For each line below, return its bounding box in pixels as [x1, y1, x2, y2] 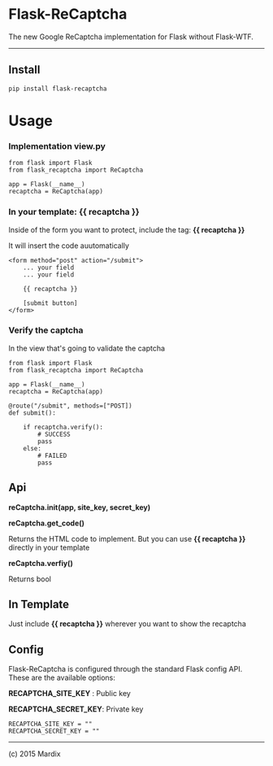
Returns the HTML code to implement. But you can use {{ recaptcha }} [8, 533, 246, 543]
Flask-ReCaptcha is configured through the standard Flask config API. [8, 664, 243, 674]
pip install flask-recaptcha [8, 85, 107, 93]
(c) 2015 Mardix [8, 749, 61, 759]
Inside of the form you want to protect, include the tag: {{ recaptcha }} [8, 224, 245, 234]
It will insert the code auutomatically [8, 241, 130, 250]
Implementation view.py [8, 140, 106, 151]
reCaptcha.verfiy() [8, 558, 73, 568]
